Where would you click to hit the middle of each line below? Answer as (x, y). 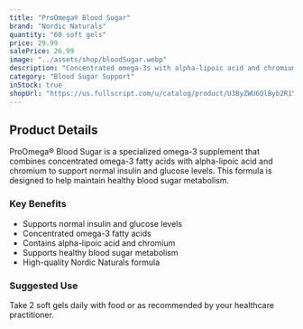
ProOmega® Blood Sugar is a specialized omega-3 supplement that (134, 152)
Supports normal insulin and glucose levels (102, 223)
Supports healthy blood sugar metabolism (100, 252)
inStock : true (36, 85)
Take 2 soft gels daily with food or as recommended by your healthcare (142, 305)
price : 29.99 (34, 43)
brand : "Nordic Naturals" (58, 26)
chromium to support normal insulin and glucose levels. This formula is (141, 171)
